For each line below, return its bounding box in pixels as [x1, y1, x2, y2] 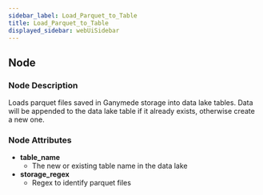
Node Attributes [8, 135, 72, 146]
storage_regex [19, 170, 70, 179]
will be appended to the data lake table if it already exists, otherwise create [8, 107, 256, 116]
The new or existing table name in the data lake [31, 161, 188, 171]
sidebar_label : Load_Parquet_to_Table [8, 11, 137, 20]
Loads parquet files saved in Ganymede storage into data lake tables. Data [8, 98, 253, 107]
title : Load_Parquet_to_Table [8, 19, 110, 27]
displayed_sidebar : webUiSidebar [8, 26, 120, 34]
